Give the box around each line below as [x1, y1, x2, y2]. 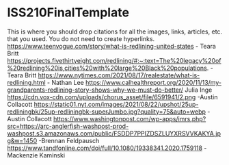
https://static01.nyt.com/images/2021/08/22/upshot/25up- [33, 100, 199, 108]
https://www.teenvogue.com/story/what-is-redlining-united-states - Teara [7, 42, 217, 50]
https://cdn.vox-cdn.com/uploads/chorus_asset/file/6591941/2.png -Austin [7, 92, 218, 101]
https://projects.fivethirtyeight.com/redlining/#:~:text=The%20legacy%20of [7, 56, 221, 64]
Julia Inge [184, 86, 213, 94]
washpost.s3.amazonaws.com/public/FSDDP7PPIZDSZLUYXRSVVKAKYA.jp [7, 129, 221, 138]
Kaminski [39, 151, 66, 159]
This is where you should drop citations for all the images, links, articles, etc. [7, 27, 223, 36]
